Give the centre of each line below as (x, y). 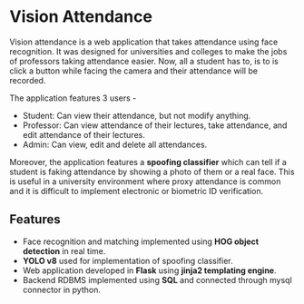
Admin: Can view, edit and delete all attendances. (115, 144)
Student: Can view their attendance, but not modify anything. (137, 115)
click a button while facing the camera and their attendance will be (134, 71)
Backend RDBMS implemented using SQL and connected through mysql (157, 279)
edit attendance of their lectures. (83, 134)
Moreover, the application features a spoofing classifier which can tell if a (148, 162)
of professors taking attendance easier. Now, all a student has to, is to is (144, 61)
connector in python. (62, 289)
